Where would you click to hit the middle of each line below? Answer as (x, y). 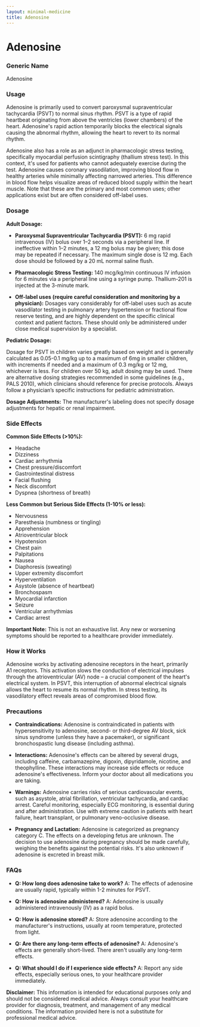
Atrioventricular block (41, 535)
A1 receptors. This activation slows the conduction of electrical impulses (95, 671)
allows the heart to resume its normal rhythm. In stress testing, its (87, 690)
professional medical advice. (41, 1017)
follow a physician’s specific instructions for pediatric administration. (90, 390)
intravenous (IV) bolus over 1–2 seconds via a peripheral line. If (92, 242)
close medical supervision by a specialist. (66, 328)
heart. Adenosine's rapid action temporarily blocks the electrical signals (95, 126)
